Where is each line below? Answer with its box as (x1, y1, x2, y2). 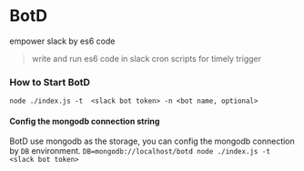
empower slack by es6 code (9, 35, 116, 46)
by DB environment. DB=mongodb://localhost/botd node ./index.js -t (9, 146, 271, 156)
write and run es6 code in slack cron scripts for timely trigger (31, 53, 262, 64)
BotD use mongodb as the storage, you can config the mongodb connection (9, 136, 296, 146)
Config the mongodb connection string (9, 116, 160, 126)
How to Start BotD (9, 75, 91, 88)
